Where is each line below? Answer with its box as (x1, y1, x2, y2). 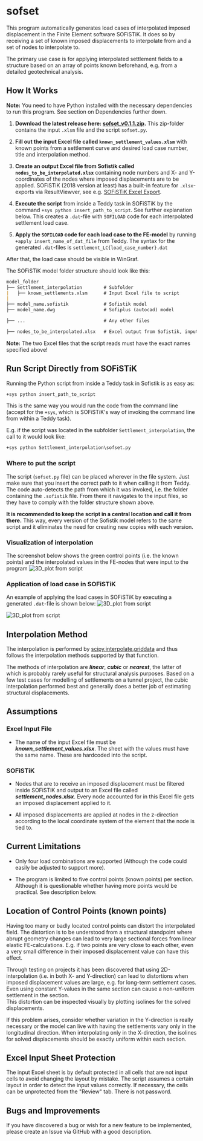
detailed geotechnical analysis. (6, 68, 83, 75)
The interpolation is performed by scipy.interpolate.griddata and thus (6, 645, 178, 653)
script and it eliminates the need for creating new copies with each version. (6, 523, 193, 530)
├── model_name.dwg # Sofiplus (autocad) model (6, 307, 174, 313)
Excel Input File (6, 725, 53, 733)
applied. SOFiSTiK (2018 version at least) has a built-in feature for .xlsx (14, 181, 193, 189)
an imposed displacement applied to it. (14, 800, 112, 806)
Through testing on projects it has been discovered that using (6, 966, 160, 973)
